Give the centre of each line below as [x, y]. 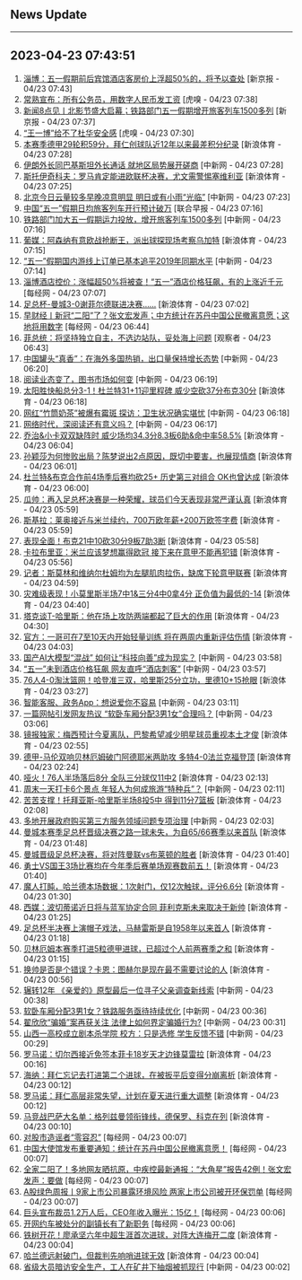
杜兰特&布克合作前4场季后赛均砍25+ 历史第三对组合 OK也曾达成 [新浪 [152, 477]
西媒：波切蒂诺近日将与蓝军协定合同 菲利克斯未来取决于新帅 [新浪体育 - [155, 907]
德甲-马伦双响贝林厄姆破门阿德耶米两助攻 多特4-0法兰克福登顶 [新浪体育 [157, 757]
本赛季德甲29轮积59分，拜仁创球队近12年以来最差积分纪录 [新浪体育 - [152, 144]
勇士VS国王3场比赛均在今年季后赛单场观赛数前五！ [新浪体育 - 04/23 [151, 865]
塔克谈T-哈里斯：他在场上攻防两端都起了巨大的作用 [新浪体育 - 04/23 [151, 616]
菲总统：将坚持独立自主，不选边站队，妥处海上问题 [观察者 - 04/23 [147, 338]
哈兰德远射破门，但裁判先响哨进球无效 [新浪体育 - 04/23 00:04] [141, 1255]
